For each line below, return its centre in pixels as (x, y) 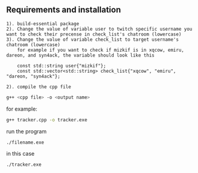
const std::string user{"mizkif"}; (62, 65)
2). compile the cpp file (39, 86)
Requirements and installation (64, 10)
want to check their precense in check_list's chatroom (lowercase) (94, 34)
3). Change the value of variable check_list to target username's (93, 39)
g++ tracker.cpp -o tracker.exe (47, 120)
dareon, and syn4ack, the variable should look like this (80, 55)
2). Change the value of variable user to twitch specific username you (99, 29)
